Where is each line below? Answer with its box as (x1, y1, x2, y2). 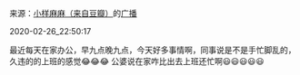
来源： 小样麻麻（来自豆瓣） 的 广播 (9, 8, 137, 18)
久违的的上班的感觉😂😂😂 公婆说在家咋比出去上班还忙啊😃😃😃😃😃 (9, 56, 265, 66)
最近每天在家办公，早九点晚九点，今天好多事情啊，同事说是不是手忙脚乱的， (9, 44, 296, 55)
